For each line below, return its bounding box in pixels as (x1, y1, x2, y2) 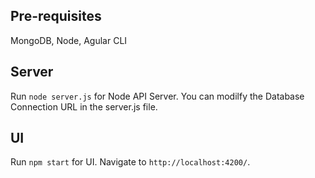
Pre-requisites (10, 8, 102, 25)
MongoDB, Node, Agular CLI (10, 34, 128, 46)
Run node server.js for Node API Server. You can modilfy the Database (10, 90, 305, 102)
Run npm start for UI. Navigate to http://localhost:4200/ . (10, 156, 251, 168)
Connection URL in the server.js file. (10, 100, 158, 113)
